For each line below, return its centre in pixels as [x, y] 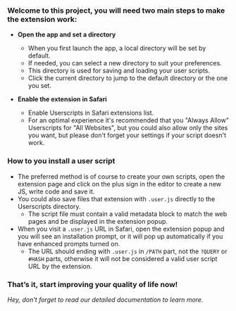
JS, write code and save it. [56, 191]
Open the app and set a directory [67, 34]
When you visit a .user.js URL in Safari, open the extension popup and [121, 229]
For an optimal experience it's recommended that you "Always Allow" [128, 120]
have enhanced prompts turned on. [69, 243]
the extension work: [42, 19]
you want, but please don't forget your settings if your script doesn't [127, 135]
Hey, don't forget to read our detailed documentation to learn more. [105, 299]
